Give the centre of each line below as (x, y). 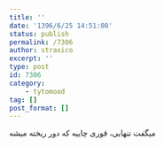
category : (27, 83)
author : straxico (41, 50)
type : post (29, 67)
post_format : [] (39, 108)
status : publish (39, 34)
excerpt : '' (31, 58)
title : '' (27, 17)
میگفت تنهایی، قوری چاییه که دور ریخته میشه (83, 133)
